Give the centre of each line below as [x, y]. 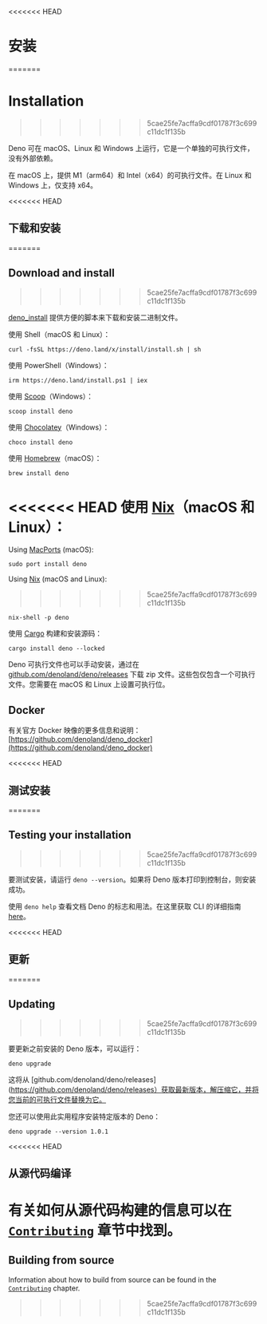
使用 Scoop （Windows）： [51, 396]
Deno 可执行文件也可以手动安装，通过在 [74, 664]
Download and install [62, 274]
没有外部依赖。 [33, 158]
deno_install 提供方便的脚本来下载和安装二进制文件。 [95, 317]
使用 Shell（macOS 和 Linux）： [59, 334]
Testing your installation [70, 835]
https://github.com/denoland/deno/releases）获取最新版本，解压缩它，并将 [135, 1089]
